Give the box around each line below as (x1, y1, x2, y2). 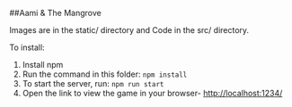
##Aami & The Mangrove (9, 8, 102, 18)
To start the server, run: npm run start (22, 78, 164, 88)
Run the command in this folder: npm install (22, 69, 188, 79)
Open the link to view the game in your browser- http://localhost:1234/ (22, 88, 283, 98)
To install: (9, 42, 45, 53)
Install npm (22, 60, 64, 70)
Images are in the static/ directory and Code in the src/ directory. (9, 25, 250, 35)
